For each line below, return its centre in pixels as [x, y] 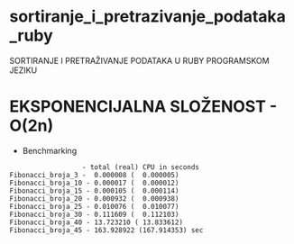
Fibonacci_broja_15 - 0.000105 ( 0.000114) [94, 191]
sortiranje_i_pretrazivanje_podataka [148, 17]
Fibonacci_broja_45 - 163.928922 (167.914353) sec [106, 230]
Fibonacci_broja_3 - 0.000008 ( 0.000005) [94, 175]
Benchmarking [50, 150]
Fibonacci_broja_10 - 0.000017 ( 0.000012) [94, 183]
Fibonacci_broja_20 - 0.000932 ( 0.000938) [94, 199]
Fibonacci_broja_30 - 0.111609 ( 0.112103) [94, 214]
